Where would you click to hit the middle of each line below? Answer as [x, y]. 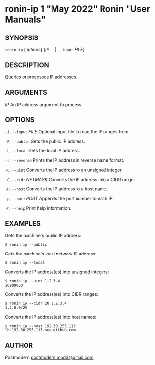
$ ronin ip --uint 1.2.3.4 [33, 281]
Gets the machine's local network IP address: [51, 254]
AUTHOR [19, 346]
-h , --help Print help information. [38, 208]
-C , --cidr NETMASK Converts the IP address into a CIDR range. [70, 180]
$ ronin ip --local [25, 263]
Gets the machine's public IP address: [43, 236]
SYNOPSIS [22, 38]
